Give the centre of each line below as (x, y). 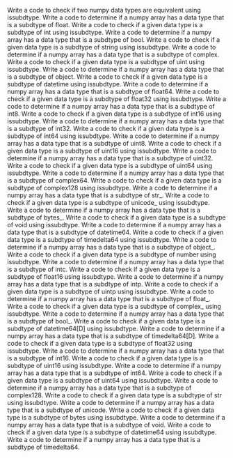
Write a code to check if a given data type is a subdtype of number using (112, 254)
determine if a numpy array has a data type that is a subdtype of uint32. (110, 158)
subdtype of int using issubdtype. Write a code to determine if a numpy (110, 32)
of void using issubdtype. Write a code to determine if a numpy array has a (114, 225)
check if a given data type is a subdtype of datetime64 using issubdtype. (112, 432)
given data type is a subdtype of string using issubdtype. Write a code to (112, 47)
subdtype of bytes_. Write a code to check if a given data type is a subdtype (116, 217)
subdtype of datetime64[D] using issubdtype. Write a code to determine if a (116, 328)
